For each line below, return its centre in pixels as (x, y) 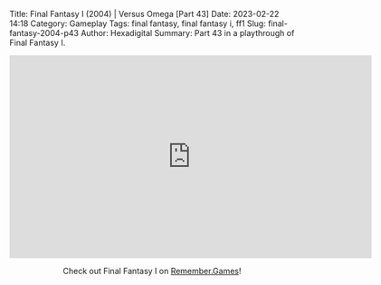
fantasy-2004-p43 (44, 33)
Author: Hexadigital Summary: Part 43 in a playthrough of (188, 33)
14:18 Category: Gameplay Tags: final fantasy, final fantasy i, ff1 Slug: (138, 23)
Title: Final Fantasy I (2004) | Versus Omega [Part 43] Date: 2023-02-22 (144, 14)
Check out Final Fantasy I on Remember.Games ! (152, 271)
